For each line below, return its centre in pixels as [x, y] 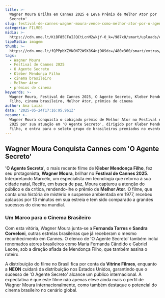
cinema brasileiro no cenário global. [41, 290]
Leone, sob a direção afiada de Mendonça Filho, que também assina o [76, 249]
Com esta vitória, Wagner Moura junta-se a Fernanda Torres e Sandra [76, 228]
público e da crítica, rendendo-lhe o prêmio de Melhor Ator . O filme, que [79, 189]
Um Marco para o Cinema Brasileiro [48, 218]
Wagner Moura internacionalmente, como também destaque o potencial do [81, 285]
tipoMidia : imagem [24, 42]
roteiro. [12, 255]
